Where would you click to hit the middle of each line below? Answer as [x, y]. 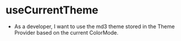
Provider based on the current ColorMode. [66, 32]
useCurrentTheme [52, 10]
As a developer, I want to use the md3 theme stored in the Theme [94, 26]
